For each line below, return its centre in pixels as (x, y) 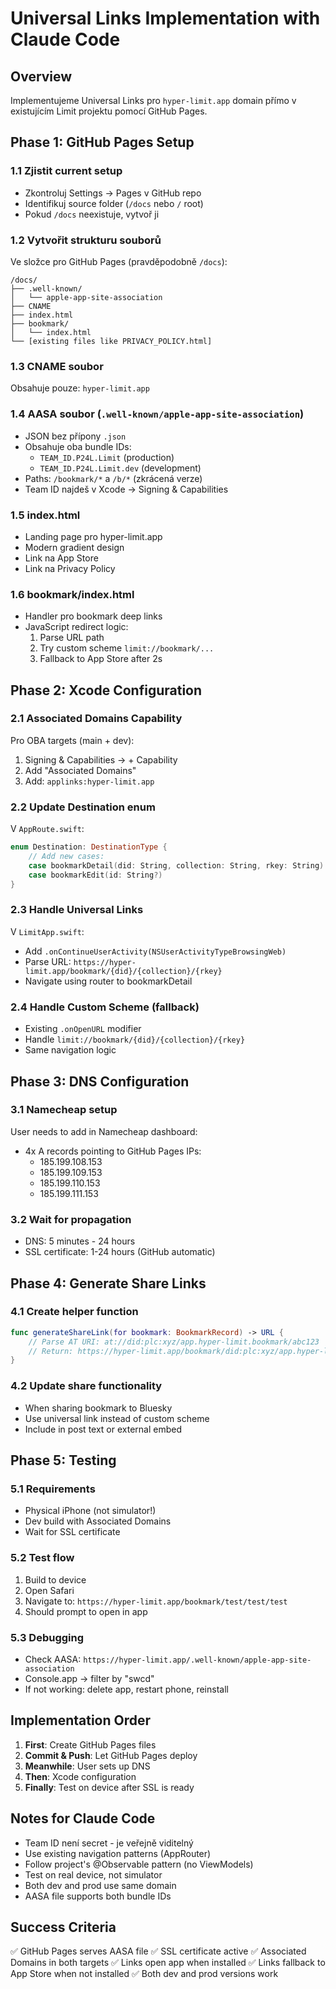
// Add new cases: (66, 857)
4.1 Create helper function (74, 1312)
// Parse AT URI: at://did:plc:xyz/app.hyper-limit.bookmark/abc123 (174, 1342)
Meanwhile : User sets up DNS (87, 1766)
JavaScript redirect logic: (76, 627)
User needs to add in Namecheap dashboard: (104, 1131)
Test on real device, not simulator (93, 1874)
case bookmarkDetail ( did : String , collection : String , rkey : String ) (176, 865)
